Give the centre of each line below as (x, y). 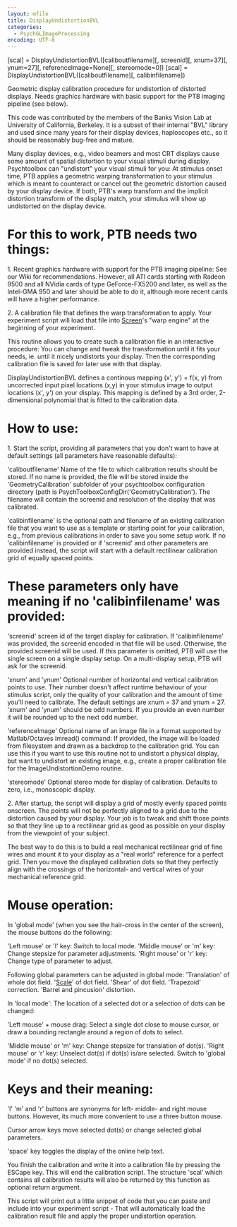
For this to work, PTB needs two (102, 235)
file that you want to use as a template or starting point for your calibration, (116, 528)
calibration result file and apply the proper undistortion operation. (102, 1216)
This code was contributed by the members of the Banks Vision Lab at (109, 118)
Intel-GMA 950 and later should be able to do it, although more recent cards (117, 292)
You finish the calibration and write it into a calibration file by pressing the (114, 1164)
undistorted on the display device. (57, 206)
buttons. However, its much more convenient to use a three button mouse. (115, 1116)
